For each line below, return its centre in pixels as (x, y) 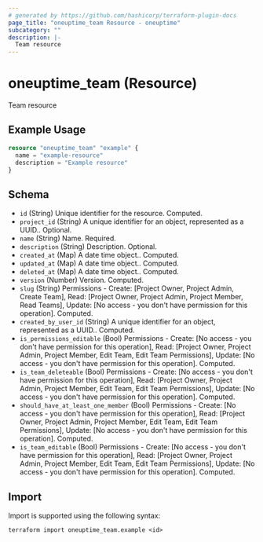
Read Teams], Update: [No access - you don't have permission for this (133, 305)
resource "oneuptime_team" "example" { (73, 148)
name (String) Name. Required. (68, 238)
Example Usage (47, 130)
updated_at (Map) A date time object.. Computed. (99, 263)
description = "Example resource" (71, 163)
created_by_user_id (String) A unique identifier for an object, (117, 322)
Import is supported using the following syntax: (84, 516)
